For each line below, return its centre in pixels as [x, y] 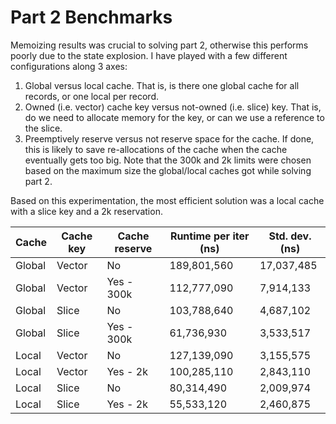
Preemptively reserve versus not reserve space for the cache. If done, [169, 138]
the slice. [43, 128]
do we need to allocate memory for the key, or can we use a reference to [174, 117]
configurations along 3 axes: [69, 66]
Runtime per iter [209, 236]
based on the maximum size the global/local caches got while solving [168, 170]
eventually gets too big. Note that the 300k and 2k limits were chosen [168, 160]
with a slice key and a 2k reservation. [86, 211]
